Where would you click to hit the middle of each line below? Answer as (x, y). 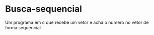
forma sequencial (23, 27)
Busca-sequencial (44, 9)
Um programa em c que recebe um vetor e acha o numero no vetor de (77, 22)
